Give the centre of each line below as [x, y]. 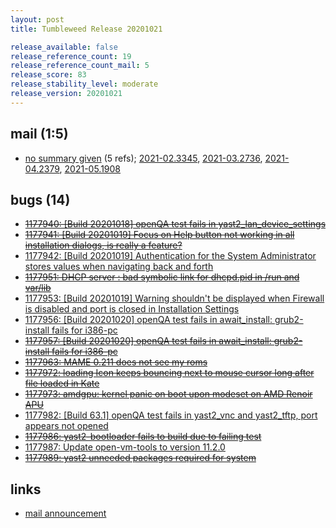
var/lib [38, 288]
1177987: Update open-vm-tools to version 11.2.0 [125, 447]
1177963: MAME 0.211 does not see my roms [116, 362]
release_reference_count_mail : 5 [80, 66]
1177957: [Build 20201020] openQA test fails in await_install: [148, 341]
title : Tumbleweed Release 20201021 [86, 29]
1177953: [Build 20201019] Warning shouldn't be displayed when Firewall [174, 298]
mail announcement [65, 513]
